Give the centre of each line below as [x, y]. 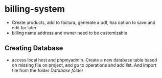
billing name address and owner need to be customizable [69, 33]
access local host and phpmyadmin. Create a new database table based [84, 60]
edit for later [24, 27]
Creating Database [34, 48]
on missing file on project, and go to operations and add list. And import [84, 65]
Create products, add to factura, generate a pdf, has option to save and [83, 22]
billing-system [35, 9]
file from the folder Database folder [47, 70]
